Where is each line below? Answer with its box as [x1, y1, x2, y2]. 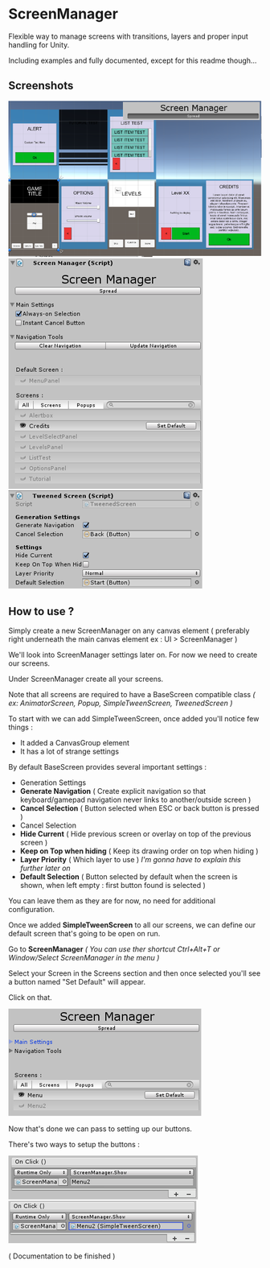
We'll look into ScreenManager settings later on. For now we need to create [8, 650, 258, 660]
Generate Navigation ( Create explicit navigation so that [19, 787, 207, 796]
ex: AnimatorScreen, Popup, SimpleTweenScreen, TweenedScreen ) [8, 698, 233, 708]
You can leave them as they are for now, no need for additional [8, 896, 215, 906]
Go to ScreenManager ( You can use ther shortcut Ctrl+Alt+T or [8, 944, 221, 954]
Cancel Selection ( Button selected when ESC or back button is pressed [19, 803, 260, 813]
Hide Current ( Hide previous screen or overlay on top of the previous [19, 829, 252, 839]
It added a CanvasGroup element [19, 738, 130, 748]
